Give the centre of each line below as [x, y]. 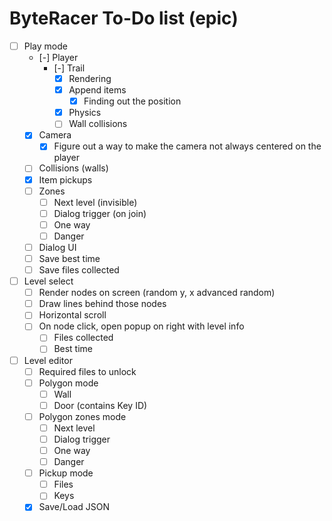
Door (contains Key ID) [100, 405]
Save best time [69, 258]
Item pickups [65, 179]
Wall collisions [98, 124]
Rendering [90, 78]
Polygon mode [68, 383]
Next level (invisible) [95, 202]
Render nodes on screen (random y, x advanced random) [157, 293]
